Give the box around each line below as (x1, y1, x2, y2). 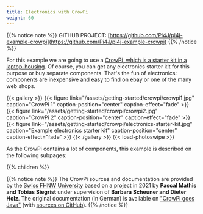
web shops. (6, 82, 35, 89)
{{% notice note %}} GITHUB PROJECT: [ (6, 31, 110, 39)
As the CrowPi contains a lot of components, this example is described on (6, 145, 192, 152)
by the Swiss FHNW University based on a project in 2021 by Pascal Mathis (6, 182, 197, 189)
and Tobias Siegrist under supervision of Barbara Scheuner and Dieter (6, 188, 187, 196)
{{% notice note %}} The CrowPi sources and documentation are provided (6, 175, 193, 182)
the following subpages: (6, 151, 67, 159)
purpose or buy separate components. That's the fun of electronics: (6, 69, 177, 76)
